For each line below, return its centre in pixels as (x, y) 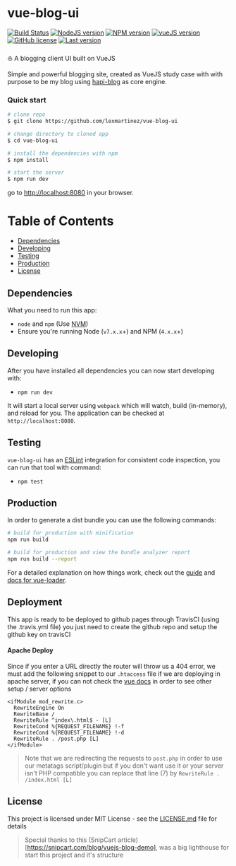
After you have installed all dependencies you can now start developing (111, 370)
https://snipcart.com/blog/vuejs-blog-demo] (92, 847)
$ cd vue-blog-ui (33, 140)
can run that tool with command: (55, 467)
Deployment (35, 602)
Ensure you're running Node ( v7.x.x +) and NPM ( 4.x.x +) (100, 331)
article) (128, 840)
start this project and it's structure (74, 855)
